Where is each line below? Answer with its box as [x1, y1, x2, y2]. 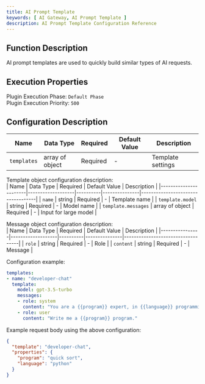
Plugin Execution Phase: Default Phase [6, 93, 104, 100]
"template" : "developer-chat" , [12, 344, 92, 350]
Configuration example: [6, 258, 65, 265]
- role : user [17, 309, 51, 316]
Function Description [6, 43, 88, 53]
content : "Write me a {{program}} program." [22, 315, 138, 321]
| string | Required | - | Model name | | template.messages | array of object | [6, 202, 194, 209]
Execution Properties [6, 77, 88, 87]
